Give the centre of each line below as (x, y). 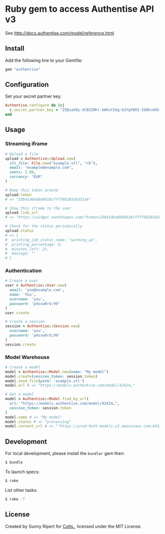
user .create (17, 313)
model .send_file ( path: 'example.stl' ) (45, 381)
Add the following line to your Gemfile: (44, 60)
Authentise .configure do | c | (35, 106)
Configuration (27, 85)
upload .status (20, 231)
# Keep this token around (31, 190)
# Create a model (23, 367)
